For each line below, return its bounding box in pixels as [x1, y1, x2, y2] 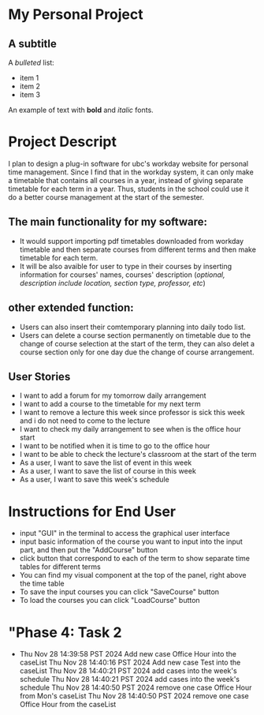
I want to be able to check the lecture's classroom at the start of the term [19, 450, 257, 459]
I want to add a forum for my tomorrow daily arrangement [19, 391, 206, 400]
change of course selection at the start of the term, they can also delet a [19, 339, 255, 348]
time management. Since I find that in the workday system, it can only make [8, 167, 254, 177]
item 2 [19, 81, 41, 91]
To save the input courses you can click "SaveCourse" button [19, 587, 219, 597]
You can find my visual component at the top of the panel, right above [19, 571, 247, 580]
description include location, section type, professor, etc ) [19, 278, 206, 287]
